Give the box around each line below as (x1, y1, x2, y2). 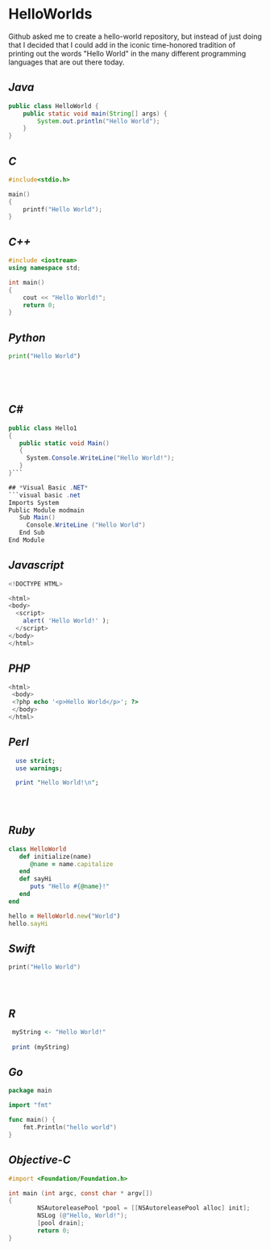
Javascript (8, 558, 64, 573)
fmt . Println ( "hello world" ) (23, 1123, 117, 1131)
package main (8, 1086, 52, 1095)
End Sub (19, 529, 45, 537)
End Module (8, 536, 45, 544)
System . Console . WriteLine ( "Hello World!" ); (26, 454, 175, 462)
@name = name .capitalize (29, 860, 114, 868)
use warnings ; (15, 764, 63, 773)
